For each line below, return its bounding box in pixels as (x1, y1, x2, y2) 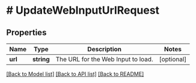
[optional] (159, 55, 187, 63)
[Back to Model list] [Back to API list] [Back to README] (6, 70, 144, 78)
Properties (6, 27, 47, 38)
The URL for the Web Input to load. (55, 55, 153, 63)
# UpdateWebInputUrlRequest (6, 4, 160, 17)
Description (87, 45, 122, 53)
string (32, 55, 50, 63)
